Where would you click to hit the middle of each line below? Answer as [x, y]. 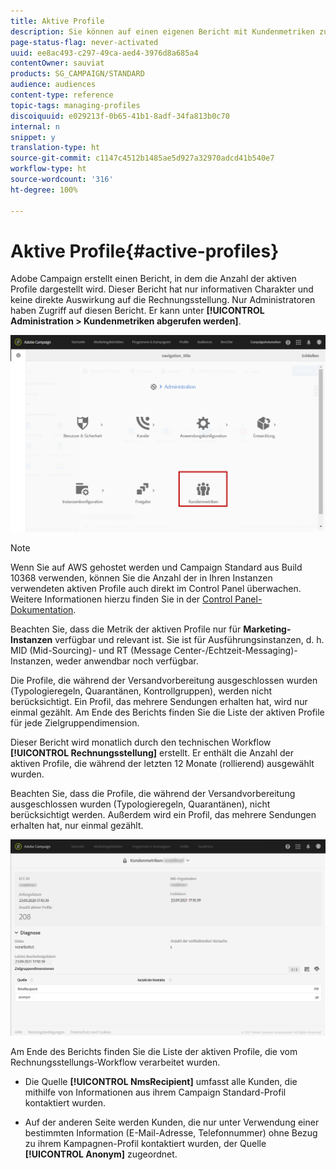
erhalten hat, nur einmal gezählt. [77, 825]
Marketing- [267, 629]
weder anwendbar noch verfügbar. [127, 661]
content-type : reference [62, 95]
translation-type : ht [55, 148]
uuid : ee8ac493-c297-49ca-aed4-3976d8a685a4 [104, 53]
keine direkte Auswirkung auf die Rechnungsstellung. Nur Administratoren [163, 300]
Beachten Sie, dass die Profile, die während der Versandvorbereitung [153, 793]
